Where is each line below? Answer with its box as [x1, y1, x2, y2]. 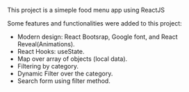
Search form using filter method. [17, 77, 111, 85]
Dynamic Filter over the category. [17, 69, 113, 77]
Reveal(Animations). [17, 40, 75, 48]
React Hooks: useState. [17, 48, 85, 55]
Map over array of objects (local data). [17, 55, 128, 63]
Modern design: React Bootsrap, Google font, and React [17, 33, 179, 41]
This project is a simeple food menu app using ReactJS [7, 6, 165, 14]
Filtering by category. [17, 62, 79, 70]
